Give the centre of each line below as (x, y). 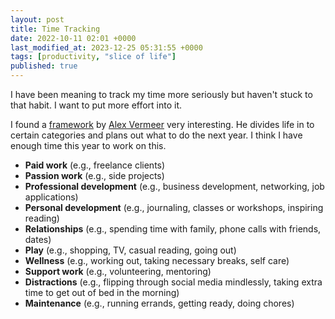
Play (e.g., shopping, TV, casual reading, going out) (130, 250)
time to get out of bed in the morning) (102, 292)
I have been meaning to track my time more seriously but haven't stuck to (161, 94)
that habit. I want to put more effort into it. (96, 105)
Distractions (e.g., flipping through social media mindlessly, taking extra (173, 282)
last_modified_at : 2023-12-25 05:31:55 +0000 (106, 47)
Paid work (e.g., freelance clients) (95, 165)
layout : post (37, 19)
